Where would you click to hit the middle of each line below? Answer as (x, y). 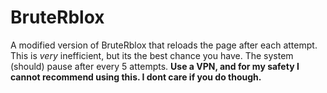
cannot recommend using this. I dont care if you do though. (136, 77)
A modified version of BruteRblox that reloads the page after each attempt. (164, 45)
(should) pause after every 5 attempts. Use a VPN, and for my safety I (155, 66)
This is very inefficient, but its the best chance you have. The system (152, 55)
